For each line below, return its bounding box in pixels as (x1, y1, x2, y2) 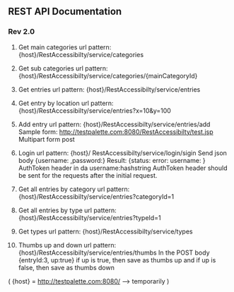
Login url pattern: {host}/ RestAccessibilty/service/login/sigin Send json (18, 148, 227, 157)
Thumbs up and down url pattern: (18, 241, 117, 249)
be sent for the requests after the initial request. (18, 171, 158, 179)
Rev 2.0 (8, 27, 35, 37)
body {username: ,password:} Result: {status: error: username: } (18, 156, 206, 164)
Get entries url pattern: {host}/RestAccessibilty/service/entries (18, 85, 201, 94)
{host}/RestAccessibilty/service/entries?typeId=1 (18, 213, 161, 221)
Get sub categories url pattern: (18, 63, 108, 73)
